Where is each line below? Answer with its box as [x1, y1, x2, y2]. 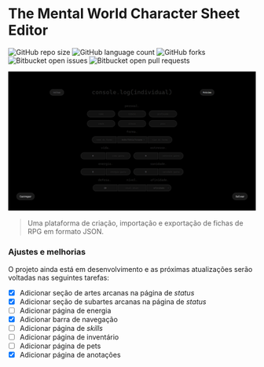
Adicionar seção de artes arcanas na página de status [19, 288, 195, 297]
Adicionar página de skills [19, 323, 104, 332]
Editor [8, 21, 49, 39]
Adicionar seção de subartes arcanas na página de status [19, 296, 207, 306]
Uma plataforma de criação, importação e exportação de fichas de [27, 218, 244, 228]
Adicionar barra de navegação [19, 314, 118, 324]
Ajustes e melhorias [8, 247, 86, 258]
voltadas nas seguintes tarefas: [8, 273, 110, 282]
